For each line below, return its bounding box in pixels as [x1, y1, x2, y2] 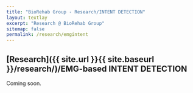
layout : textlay [6, 15, 47, 21]
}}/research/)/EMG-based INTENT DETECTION [6, 63, 188, 74]
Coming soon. [6, 80, 41, 87]
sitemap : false [6, 26, 45, 32]
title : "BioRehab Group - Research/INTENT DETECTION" [6, 9, 146, 15]
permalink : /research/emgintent [6, 32, 88, 38]
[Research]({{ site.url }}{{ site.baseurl [6, 54, 155, 64]
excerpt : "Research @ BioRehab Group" [6, 20, 105, 26]
